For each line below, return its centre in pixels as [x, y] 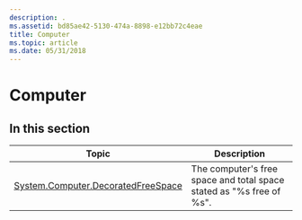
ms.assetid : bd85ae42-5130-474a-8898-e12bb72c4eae [106, 26]
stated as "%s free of [236, 191]
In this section [50, 128]
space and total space [238, 180]
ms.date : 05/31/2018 [48, 51]
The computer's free [235, 169]
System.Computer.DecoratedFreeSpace [98, 186]
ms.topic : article [44, 43]
